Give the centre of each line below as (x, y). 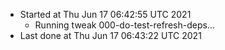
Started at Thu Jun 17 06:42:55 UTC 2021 (105, 14)
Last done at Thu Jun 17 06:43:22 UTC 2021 (110, 35)
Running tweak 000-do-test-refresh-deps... (124, 25)
